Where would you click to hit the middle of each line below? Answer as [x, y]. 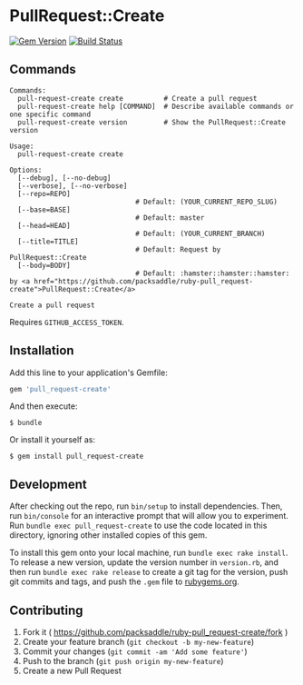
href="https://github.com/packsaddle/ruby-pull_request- [143, 281]
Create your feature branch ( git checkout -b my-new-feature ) [138, 642]
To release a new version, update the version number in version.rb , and [144, 562]
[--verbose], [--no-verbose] [73, 186]
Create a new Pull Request [72, 671]
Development [49, 484]
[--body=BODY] [44, 265]
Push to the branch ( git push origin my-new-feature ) [123, 661]
